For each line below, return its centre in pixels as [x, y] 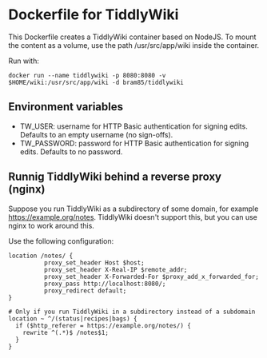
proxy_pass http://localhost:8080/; [105, 284]
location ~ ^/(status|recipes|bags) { [73, 318]
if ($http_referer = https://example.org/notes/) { [104, 325]
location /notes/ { [41, 256]
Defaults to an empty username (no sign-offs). [96, 134]
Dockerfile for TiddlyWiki [94, 15]
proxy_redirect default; [85, 290]
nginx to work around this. [51, 225]
